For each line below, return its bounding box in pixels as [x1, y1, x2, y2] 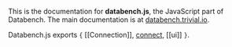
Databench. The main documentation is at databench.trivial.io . [8, 15, 210, 24]
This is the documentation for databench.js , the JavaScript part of [8, 7, 224, 16]
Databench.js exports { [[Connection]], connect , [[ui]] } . [8, 31, 190, 39]
